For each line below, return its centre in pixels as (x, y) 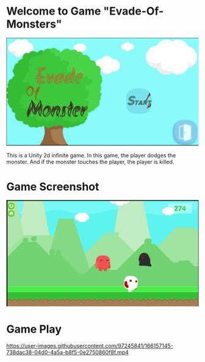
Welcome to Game (54, 11)
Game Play (34, 329)
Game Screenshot (53, 186)
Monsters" (34, 24)
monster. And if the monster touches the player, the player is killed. (90, 162)
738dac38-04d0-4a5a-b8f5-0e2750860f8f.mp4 (68, 352)
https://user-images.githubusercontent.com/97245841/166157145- (90, 346)
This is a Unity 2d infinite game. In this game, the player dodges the (91, 155)
